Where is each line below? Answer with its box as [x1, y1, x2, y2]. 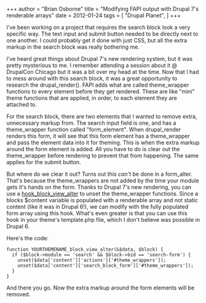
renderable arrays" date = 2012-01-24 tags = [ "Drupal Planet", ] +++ [6, 12, 181, 19]
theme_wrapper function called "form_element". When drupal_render [6, 126, 181, 133]
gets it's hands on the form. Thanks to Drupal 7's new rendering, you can [6, 184, 192, 191]
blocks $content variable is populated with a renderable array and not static [6, 197, 199, 203]
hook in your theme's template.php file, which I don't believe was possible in [6, 216, 200, 223]
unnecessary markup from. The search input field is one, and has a [6, 119, 176, 127]
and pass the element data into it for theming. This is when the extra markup [6, 139, 200, 146]
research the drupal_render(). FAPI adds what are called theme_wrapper [6, 81, 189, 89]
